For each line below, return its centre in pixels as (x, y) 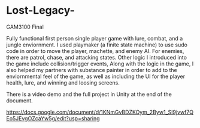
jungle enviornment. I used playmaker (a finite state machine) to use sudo (97, 45)
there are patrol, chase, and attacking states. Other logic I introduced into (97, 57)
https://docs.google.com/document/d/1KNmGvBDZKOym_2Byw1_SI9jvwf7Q (100, 112)
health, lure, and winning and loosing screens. (63, 82)
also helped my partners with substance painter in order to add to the (92, 70)
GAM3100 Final (25, 27)
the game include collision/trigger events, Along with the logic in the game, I (100, 64)
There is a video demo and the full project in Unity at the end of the (89, 94)
